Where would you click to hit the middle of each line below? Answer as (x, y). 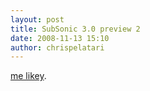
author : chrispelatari (57, 47)
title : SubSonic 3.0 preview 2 (75, 29)
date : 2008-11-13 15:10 (60, 38)
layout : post (37, 19)
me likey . (28, 76)
